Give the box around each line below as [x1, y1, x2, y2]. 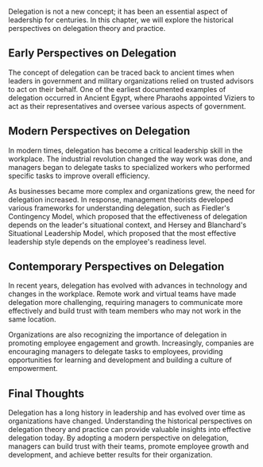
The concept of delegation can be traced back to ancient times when [8, 68, 234, 77]
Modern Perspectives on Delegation [8, 125, 191, 138]
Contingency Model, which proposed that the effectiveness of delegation [8, 211, 248, 221]
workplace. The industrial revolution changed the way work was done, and [8, 154, 253, 164]
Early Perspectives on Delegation [8, 47, 177, 60]
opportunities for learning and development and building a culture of [8, 355, 232, 365]
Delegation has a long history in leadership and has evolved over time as [8, 408, 246, 418]
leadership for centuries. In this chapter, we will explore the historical [8, 15, 234, 25]
